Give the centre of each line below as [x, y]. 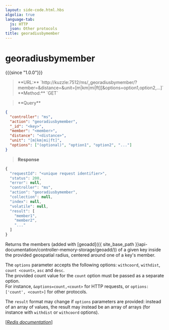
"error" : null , [26, 183]
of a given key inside [139, 250]
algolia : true [20, 15]
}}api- [142, 244]
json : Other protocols [34, 29]
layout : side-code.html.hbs [35, 10]
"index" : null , [26, 201]
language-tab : [20, 19]
